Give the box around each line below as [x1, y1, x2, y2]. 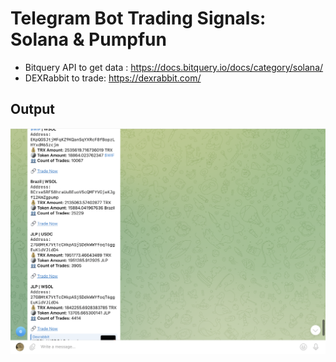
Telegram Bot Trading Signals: [10, 7, 267, 30]
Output [10, 101, 55, 118]
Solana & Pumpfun [10, 28, 167, 51]
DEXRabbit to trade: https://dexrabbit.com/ [24, 72, 202, 84]
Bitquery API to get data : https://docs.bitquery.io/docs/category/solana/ [24, 61, 324, 73]
